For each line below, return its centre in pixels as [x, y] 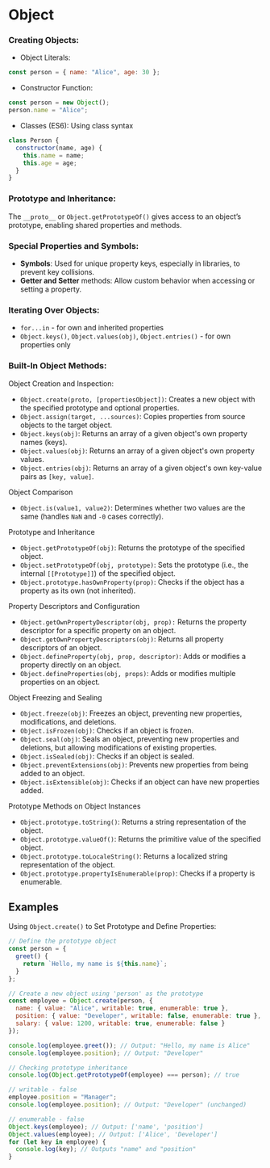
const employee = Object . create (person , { [81, 1001]
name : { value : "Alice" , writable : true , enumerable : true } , [122, 1008]
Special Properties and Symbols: [74, 246]
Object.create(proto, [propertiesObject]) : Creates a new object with [137, 399]
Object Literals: [45, 57]
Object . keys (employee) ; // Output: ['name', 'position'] [106, 1127]
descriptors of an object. [61, 647]
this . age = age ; [50, 163]
